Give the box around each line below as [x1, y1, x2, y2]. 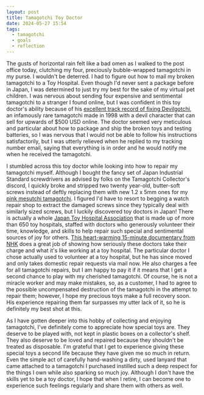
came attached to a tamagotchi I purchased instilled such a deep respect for [6, 362, 198, 369]
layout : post [6, 9, 40, 15]
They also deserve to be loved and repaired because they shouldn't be [6, 336, 184, 344]
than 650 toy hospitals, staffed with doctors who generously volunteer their [6, 220, 195, 228]
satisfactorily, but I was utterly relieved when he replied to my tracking [6, 137, 183, 145]
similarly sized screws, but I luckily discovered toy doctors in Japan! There [6, 208, 194, 215]
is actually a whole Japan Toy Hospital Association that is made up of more [6, 214, 195, 222]
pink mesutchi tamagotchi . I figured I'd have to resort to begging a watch [6, 195, 189, 202]
